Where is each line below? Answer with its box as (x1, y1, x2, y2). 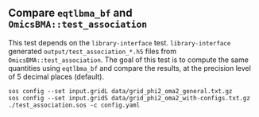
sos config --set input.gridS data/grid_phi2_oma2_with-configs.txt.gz (8, 94, 250, 102)
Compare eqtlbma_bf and (8, 6, 133, 20)
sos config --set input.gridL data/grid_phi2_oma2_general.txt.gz (8, 87, 233, 95)
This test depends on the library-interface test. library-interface (8, 37, 231, 47)
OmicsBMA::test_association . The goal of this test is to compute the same (8, 55, 249, 64)
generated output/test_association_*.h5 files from (8, 46, 177, 56)
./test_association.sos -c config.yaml (8, 101, 141, 109)
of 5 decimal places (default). (8, 72, 105, 81)
